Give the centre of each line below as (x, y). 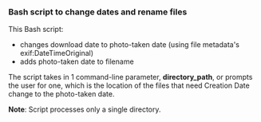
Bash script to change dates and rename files (98, 12)
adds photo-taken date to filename (77, 61)
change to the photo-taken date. (61, 94)
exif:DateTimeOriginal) (57, 53)
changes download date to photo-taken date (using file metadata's (130, 45)
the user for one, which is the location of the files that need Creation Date (129, 85)
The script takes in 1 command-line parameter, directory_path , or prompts (130, 77)
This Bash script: (36, 30)
